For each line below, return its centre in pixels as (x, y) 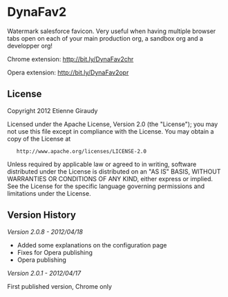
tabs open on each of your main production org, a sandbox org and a (105, 38)
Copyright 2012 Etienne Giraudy (53, 110)
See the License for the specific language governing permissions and (106, 186)
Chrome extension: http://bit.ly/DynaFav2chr (70, 59)
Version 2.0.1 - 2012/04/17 (44, 273)
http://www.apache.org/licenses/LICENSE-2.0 (82, 151)
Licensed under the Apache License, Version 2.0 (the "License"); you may (113, 124)
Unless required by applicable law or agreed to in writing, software (102, 164)
